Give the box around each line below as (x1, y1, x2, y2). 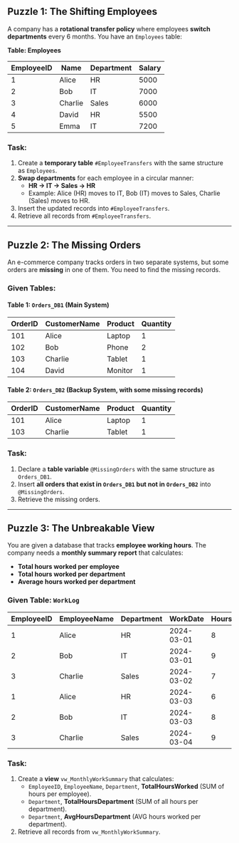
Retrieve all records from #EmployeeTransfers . (17, 211, 152, 220)
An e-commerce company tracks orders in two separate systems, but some (7, 258, 229, 266)
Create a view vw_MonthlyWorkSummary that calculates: (17, 774, 174, 782)
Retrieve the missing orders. (17, 495, 101, 503)
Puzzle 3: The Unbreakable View (7, 522, 155, 534)
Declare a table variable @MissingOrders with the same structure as (17, 464, 215, 473)
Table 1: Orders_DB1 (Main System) (7, 300, 110, 309)
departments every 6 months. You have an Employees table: (7, 32, 183, 41)
